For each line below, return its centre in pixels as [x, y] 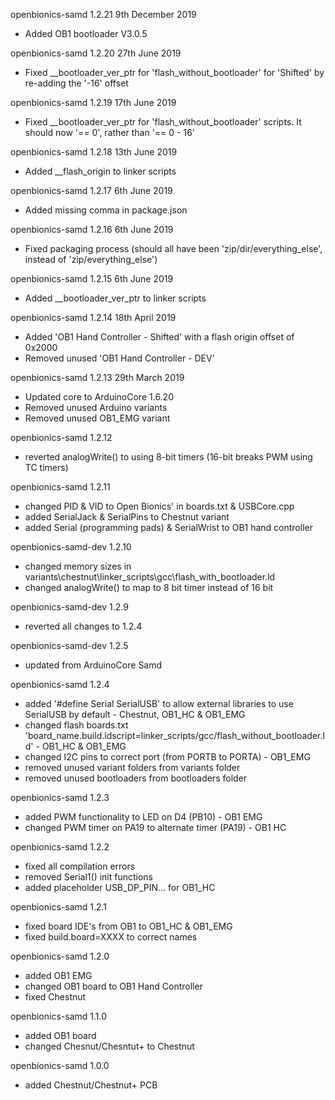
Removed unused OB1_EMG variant [97, 418]
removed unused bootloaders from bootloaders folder [136, 778]
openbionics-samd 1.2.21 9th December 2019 [103, 14]
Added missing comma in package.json [106, 210]
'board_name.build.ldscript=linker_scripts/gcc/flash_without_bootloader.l [174, 735]
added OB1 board [60, 1035]
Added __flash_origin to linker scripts [100, 171]
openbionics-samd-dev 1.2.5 [69, 645]
